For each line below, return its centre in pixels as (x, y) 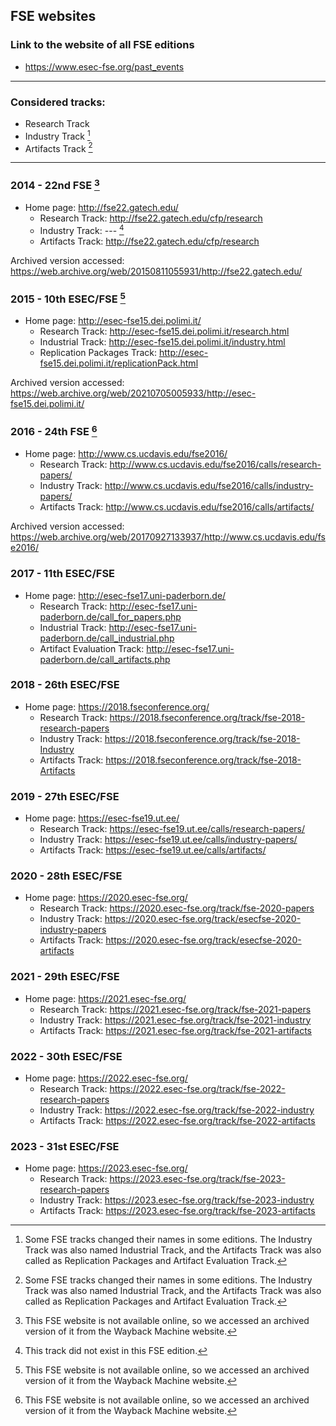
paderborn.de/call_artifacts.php (105, 659)
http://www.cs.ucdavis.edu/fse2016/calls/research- (215, 465)
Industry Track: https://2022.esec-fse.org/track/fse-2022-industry (177, 1110)
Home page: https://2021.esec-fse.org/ (105, 998)
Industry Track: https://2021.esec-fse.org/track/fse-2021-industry (175, 1020)
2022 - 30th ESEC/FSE (66, 1056)
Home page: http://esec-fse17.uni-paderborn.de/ (125, 595)
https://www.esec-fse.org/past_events (104, 66)
